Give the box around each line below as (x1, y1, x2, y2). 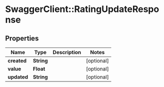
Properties (5, 34, 39, 42)
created (7, 57, 26, 64)
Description (52, 49, 81, 55)
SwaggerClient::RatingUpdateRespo (5, 3, 159, 15)
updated (7, 73, 28, 80)
